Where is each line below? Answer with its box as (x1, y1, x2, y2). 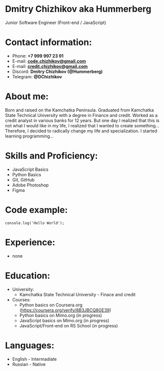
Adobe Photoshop (12, 182, 49, 188)
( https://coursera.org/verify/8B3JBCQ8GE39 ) (19, 307, 112, 313)
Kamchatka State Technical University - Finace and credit (19, 291, 136, 297)
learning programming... (5, 133, 54, 139)
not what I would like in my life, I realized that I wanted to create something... (5, 122, 160, 128)
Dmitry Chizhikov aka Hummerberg (5, 3, 152, 15)
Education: (5, 270, 50, 281)
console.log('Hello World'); (5, 220, 65, 226)
